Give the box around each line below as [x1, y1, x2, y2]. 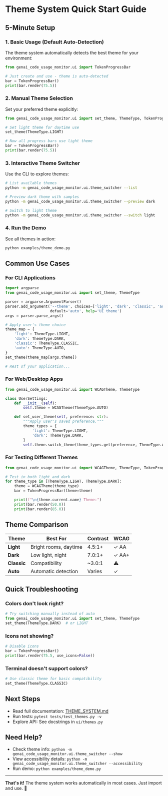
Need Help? [5, 733, 42, 742]
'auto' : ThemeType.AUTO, [14, 345, 66, 350]
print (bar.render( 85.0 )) [14, 506, 66, 512]
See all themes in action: [5, 236, 56, 242]
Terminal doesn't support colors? [5, 665, 88, 672]
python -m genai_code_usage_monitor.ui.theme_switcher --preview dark [5, 199, 155, 204]
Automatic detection [30, 568, 78, 575]
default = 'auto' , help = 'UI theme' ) [49, 308, 122, 313]
